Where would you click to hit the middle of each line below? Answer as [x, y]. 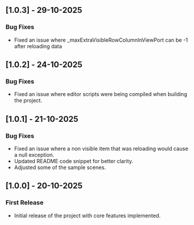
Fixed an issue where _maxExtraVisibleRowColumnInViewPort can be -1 [101, 40]
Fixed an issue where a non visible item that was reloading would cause [101, 149]
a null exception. [34, 155]
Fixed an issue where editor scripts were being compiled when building [101, 94]
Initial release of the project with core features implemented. [87, 216]
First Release [24, 203]
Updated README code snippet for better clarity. [74, 161]
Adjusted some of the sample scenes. [60, 167]
